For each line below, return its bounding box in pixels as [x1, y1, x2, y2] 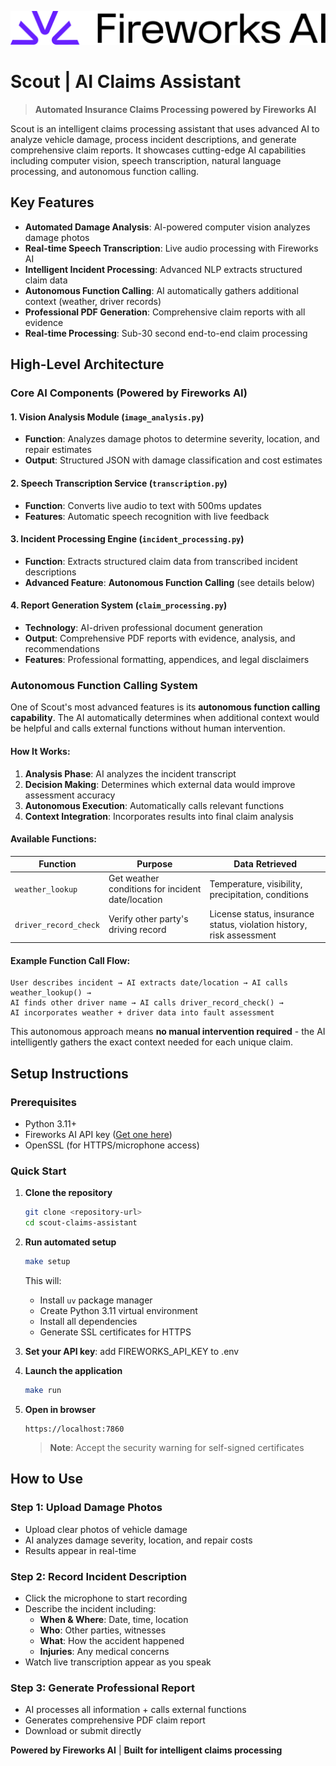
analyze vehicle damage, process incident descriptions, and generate [10, 134, 297, 146]
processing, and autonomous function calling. [10, 166, 200, 178]
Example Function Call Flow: [10, 954, 131, 966]
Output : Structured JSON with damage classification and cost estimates [24, 454, 323, 466]
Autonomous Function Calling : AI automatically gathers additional [24, 284, 299, 296]
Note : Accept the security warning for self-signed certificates [49, 1441, 305, 1453]
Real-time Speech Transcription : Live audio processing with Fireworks [24, 242, 319, 254]
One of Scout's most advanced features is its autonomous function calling [10, 701, 321, 713]
